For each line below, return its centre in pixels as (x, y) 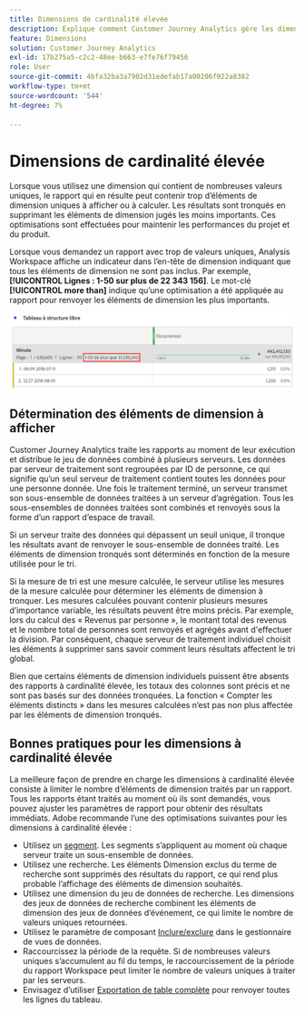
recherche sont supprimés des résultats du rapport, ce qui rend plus (150, 874)
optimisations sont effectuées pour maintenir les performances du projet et (150, 225)
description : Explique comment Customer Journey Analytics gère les (142, 29)
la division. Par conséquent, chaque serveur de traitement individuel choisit (150, 639)
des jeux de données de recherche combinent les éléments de (139, 902)
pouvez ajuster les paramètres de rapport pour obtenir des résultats (136, 808)
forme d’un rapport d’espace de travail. (83, 517)
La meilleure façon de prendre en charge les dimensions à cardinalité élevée (152, 779)
